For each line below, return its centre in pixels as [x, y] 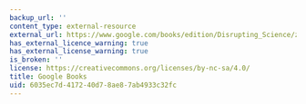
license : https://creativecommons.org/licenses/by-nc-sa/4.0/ [130, 69]
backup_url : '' [38, 18]
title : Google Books [49, 77]
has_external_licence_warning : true [79, 43]
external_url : [36, 34]
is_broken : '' [36, 60]
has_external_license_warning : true [79, 52]
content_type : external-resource [73, 26]
